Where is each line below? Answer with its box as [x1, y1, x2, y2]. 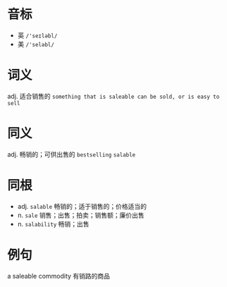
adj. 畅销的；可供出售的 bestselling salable [7, 149, 136, 159]
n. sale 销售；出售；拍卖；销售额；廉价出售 [17, 211, 145, 219]
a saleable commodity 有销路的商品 [7, 271, 111, 280]
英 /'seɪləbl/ [17, 31, 58, 39]
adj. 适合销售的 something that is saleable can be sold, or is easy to [7, 92, 220, 100]
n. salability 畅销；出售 [17, 219, 90, 228]
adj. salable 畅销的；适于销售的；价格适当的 [17, 202, 147, 210]
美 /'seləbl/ [17, 39, 55, 48]
